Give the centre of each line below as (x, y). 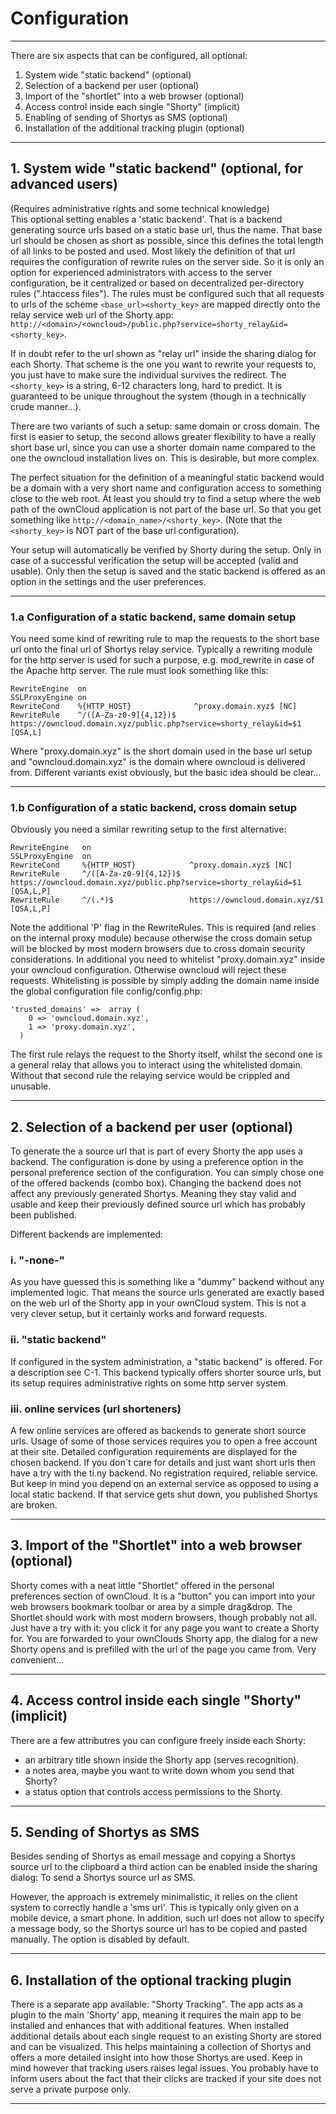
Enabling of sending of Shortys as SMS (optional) (126, 117)
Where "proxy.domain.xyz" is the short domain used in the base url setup (161, 751)
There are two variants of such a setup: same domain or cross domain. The (165, 426)
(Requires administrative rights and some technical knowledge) (140, 208)
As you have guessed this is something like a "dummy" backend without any (167, 1282)
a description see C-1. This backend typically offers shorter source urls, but (166, 1372)
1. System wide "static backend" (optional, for (156, 168)
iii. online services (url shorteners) (96, 1409)
